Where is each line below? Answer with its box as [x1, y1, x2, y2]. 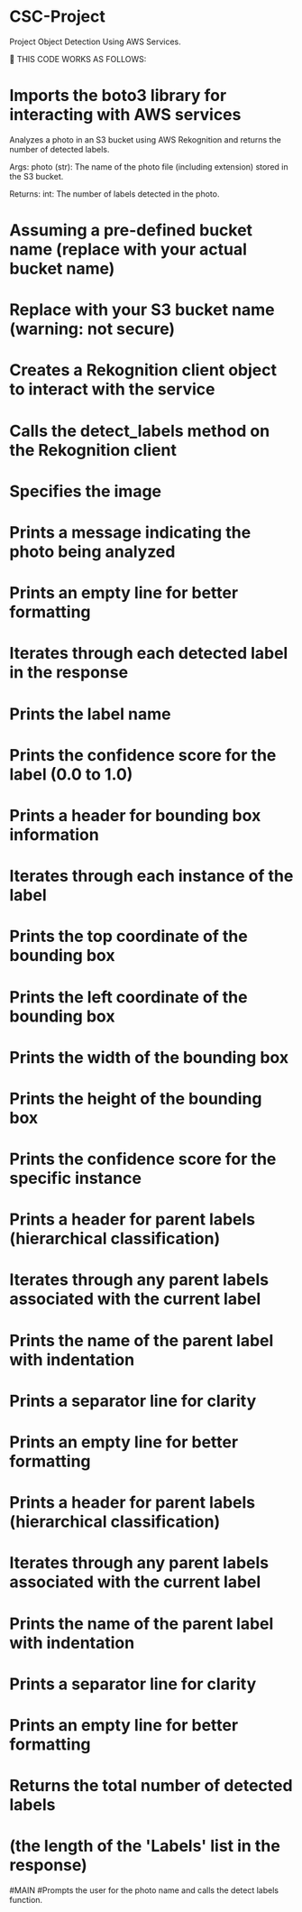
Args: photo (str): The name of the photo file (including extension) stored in [9, 161, 288, 172]
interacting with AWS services [9, 105, 242, 125]
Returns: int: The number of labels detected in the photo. [9, 188, 220, 199]
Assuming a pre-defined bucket [9, 220, 253, 241]
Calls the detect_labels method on [9, 420, 270, 441]
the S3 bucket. [9, 171, 64, 181]
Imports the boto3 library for [9, 86, 227, 106]
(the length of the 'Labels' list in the [9, 1836, 281, 1856]
